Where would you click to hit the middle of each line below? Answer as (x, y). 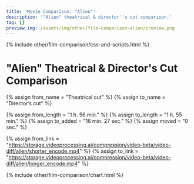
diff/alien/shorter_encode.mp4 (43, 151)
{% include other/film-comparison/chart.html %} (65, 175)
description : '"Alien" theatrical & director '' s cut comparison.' (89, 17)
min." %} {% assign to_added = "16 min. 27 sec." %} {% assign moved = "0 (97, 121)
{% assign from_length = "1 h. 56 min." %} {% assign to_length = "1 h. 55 (94, 115)
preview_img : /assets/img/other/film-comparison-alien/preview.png (91, 28)
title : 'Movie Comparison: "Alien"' (51, 11)
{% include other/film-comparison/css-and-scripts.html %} (78, 45)
